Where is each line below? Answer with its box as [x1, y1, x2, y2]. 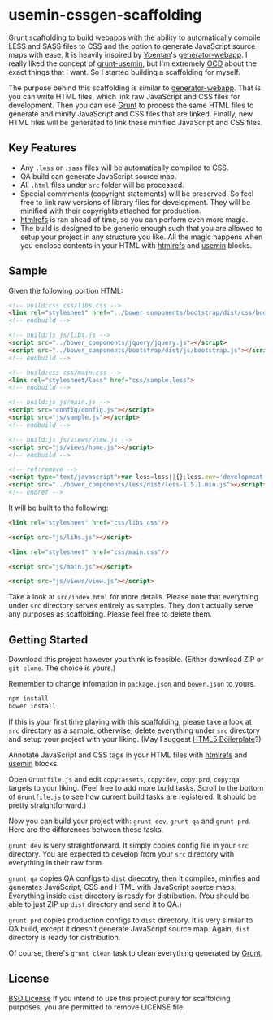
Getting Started [8, 633, 89, 647]
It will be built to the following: [8, 503, 109, 512]
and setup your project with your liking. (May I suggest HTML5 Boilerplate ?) [8, 734, 262, 743]
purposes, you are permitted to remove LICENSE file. [8, 1002, 185, 1012]
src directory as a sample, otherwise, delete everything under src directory [8, 726, 260, 735]
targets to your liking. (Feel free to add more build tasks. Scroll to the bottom [8, 782, 264, 792]
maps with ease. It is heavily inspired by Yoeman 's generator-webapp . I [8, 50, 248, 59]
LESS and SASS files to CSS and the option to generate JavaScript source [8, 41, 256, 50]
